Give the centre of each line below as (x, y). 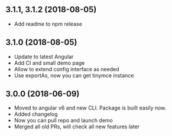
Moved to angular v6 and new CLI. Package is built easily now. (90, 108)
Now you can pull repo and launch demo (64, 121)
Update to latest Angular (44, 57)
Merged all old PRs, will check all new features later (77, 127)
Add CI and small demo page (49, 63)
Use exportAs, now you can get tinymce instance (74, 75)
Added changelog (36, 114)
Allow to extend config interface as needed (66, 69)
